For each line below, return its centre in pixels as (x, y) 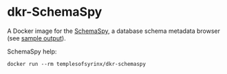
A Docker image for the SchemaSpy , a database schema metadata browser (113, 31)
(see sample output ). (37, 38)
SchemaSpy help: (32, 51)
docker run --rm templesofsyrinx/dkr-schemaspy (77, 64)
